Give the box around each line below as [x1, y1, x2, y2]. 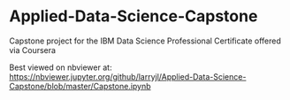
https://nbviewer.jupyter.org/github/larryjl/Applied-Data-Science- [9, 71, 247, 81]
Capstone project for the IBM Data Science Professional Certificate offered [9, 35, 281, 46]
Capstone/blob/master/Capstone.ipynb [9, 81, 152, 91]
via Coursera [9, 44, 56, 55]
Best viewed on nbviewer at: [9, 62, 112, 73]
